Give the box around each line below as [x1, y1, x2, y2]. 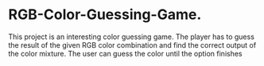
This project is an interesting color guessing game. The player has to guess [8, 32, 254, 41]
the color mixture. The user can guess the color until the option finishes [8, 49, 243, 58]
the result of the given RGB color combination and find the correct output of [8, 40, 257, 49]
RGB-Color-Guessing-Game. [8, 6, 202, 24]
